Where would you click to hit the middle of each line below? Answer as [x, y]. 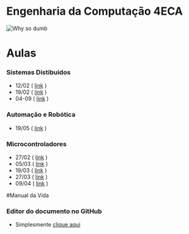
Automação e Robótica [41, 115]
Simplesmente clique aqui [48, 225]
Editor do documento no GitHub [54, 211]
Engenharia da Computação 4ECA [95, 11]
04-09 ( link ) [32, 99]
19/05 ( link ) [31, 128]
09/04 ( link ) [32, 184]
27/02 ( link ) [31, 157]
